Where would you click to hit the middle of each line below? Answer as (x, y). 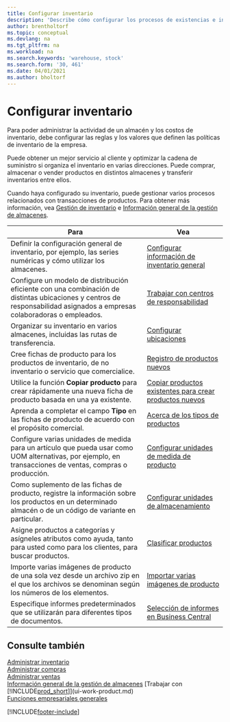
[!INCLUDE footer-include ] (43, 712)
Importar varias (171, 576)
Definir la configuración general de (66, 244)
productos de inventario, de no (60, 363)
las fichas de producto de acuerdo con (73, 419)
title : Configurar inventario (50, 13)
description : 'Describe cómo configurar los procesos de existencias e (111, 20)
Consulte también (46, 645)
